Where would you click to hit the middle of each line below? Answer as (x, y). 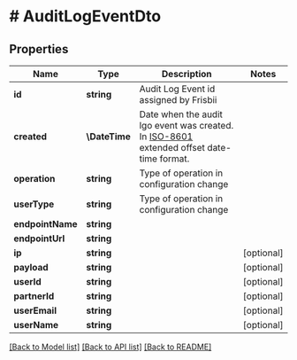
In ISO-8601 (166, 137)
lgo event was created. (187, 125)
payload (31, 267)
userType (34, 204)
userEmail (35, 310)
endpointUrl (39, 239)
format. (175, 159)
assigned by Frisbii (178, 100)
